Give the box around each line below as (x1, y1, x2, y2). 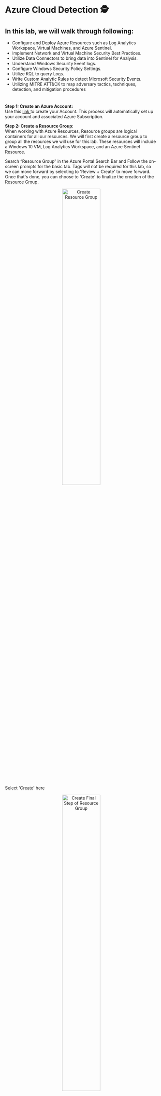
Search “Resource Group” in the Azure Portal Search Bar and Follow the (5, 158, 148, 164)
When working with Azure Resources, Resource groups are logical (5, 128, 137, 134)
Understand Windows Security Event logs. (12, 61, 97, 66)
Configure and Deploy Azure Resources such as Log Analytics (12, 40, 136, 46)
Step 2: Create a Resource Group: (5, 123, 74, 129)
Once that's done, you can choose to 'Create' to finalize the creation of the (5, 174, 154, 180)
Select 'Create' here (5, 785, 45, 791)
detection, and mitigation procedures (12, 87, 86, 92)
